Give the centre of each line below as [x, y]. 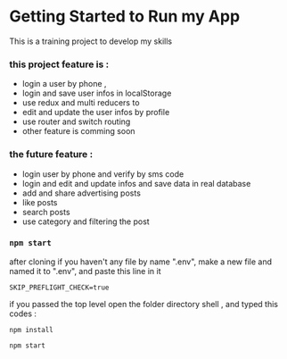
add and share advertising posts [81, 193]
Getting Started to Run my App [125, 17]
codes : [23, 313]
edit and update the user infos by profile [96, 113]
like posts [40, 202]
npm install [31, 330]
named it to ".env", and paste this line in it [86, 271]
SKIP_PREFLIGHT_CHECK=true [59, 288]
